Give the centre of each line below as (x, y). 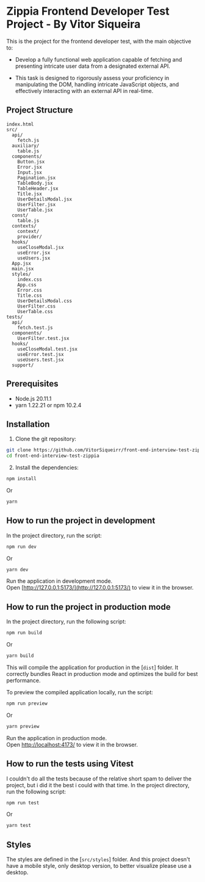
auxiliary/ (26, 146)
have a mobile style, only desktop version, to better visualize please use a (99, 866)
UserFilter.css (37, 306)
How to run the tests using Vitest (70, 764)
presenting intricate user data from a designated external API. (93, 66)
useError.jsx (34, 253)
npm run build (24, 633)
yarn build (20, 656)
